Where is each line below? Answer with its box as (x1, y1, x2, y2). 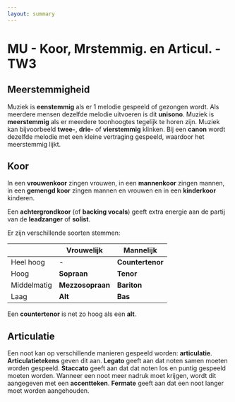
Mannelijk (123, 245, 157, 255)
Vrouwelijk (66, 245, 104, 255)
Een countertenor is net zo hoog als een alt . (7, 310, 137, 318)
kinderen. (7, 194, 35, 202)
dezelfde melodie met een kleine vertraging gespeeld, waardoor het (7, 132, 205, 141)
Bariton (116, 280, 143, 290)
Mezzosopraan (59, 280, 111, 290)
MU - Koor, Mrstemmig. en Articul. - (7, 40, 221, 56)
